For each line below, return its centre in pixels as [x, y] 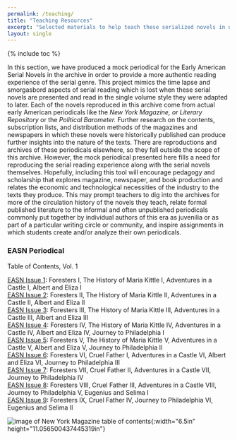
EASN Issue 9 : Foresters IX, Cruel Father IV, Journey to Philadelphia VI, [110, 400]
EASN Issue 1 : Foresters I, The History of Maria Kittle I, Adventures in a [110, 280]
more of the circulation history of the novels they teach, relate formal [107, 203]
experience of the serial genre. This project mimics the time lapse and [109, 83]
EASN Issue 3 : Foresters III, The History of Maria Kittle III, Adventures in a [114, 310]
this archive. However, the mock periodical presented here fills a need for [114, 157]
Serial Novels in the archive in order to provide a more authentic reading [112, 75]
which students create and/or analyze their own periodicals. [95, 232]
